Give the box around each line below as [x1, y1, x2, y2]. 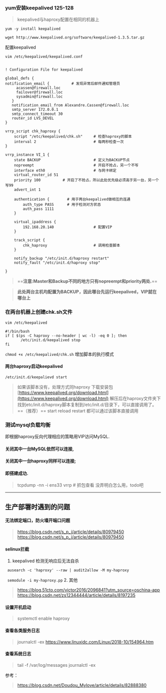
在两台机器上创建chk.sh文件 [5, 308, 73, 315]
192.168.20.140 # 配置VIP [23, 225, 112, 230]
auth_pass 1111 [23, 206, 54, 211]
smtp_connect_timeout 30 [11, 111, 63, 117]
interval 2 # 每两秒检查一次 [14, 140, 124, 145]
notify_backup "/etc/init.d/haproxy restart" [14, 256, 110, 261]
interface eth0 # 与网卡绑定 [14, 168, 117, 173]
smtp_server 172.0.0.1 [11, 107, 58, 112]
